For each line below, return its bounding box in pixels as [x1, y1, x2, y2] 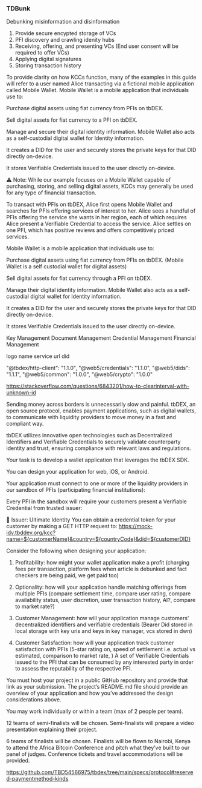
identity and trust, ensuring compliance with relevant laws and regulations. [6, 445, 192, 452]
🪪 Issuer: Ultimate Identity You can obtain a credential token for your [6, 516, 176, 523]
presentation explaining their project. [6, 726, 98, 733]
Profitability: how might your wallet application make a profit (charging [14, 559, 190, 566]
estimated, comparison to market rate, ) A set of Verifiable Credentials [14, 652, 189, 660]
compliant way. [6, 420, 44, 428]
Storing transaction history [14, 62, 81, 69]
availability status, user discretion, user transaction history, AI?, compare [14, 597, 196, 604]
